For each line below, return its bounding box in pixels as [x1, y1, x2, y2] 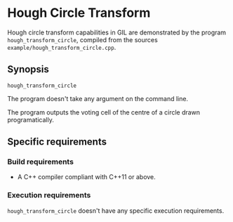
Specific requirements [7, 136, 107, 148]
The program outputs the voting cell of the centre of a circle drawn [7, 107, 201, 117]
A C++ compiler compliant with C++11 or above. [17, 173, 156, 181]
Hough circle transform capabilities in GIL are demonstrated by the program [7, 28, 227, 37]
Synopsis [7, 63, 49, 75]
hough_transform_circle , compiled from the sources [7, 35, 158, 44]
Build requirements [7, 157, 74, 166]
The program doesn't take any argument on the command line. [7, 94, 188, 103]
